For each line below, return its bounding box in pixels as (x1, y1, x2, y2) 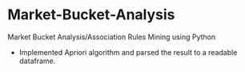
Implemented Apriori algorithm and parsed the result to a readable (18, 47, 238, 57)
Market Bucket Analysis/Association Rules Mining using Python (7, 32, 216, 42)
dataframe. (18, 56, 56, 66)
